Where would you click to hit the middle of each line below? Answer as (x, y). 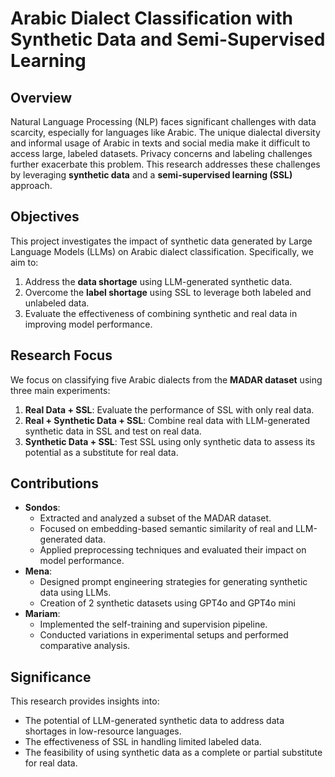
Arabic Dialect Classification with (151, 18)
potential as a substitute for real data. (101, 452)
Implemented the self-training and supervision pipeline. (153, 624)
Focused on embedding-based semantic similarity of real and (166, 529)
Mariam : (42, 614)
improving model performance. (88, 324)
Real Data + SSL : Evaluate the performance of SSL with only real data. (169, 409)
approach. (31, 185)
